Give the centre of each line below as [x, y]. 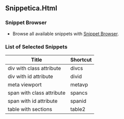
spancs [79, 93]
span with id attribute [33, 101]
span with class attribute [37, 93]
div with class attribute [34, 68]
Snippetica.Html [31, 8]
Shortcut [81, 59]
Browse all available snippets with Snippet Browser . [66, 34]
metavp [79, 84]
